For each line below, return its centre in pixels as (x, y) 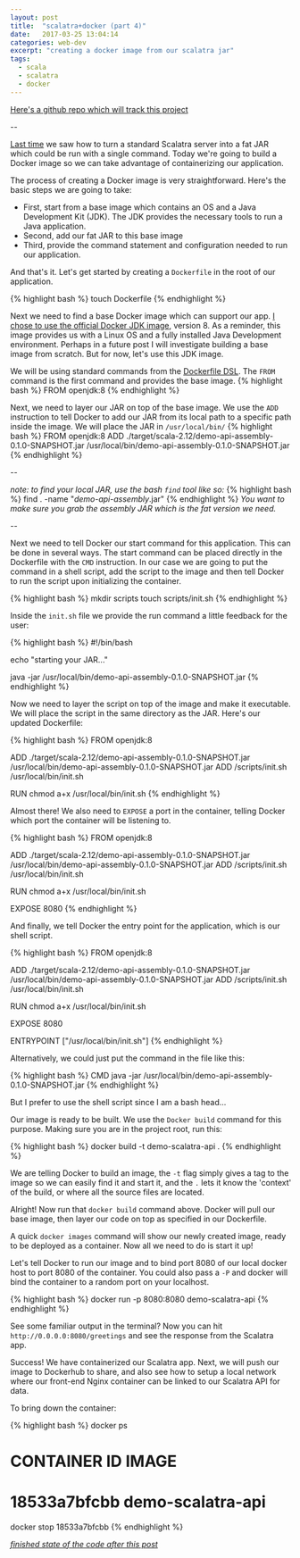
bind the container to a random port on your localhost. (109, 1281)
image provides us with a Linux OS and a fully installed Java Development (146, 335)
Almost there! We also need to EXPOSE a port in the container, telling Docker (148, 811)
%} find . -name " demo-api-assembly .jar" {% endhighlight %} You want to (147, 499)
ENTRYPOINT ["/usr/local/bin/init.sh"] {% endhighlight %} (117, 1040)
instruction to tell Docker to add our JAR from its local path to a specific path (151, 417)
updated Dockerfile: (47, 722)
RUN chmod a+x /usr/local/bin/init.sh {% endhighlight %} (116, 793)
